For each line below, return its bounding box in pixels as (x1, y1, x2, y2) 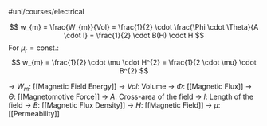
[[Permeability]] (8, 108, 60, 118)
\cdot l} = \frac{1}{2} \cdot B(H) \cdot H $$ (63, 31, 205, 40)
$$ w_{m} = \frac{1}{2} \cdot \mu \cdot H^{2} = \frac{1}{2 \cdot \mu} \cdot (11, 57, 257, 67)
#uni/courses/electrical (8, 7, 85, 16)
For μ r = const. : (8, 43, 60, 54)
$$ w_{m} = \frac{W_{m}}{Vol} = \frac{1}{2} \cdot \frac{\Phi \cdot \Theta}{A (9, 22, 259, 31)
